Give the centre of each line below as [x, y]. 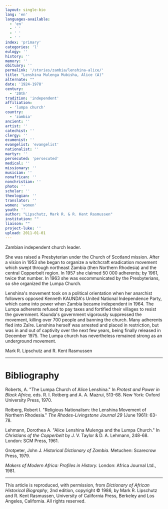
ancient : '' [17, 121]
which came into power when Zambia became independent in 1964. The [79, 303]
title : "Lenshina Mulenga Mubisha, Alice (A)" [54, 75]
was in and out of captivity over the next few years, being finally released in [83, 330]
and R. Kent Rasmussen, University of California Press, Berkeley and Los [80, 495]
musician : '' [19, 172]
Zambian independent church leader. [43, 247]
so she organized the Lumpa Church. [43, 283]
